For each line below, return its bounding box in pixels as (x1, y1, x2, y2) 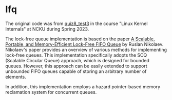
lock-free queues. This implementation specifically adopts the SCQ (5, 52, 147, 58)
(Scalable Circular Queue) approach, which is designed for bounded (5, 57, 150, 63)
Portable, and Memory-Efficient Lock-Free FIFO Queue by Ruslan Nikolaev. (5, 41, 164, 47)
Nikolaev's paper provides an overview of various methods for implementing (5, 46, 167, 53)
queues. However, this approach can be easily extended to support (5, 63, 147, 69)
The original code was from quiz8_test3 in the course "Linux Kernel (5, 20, 148, 27)
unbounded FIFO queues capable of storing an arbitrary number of (5, 68, 147, 74)
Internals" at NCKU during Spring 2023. (5, 26, 89, 32)
